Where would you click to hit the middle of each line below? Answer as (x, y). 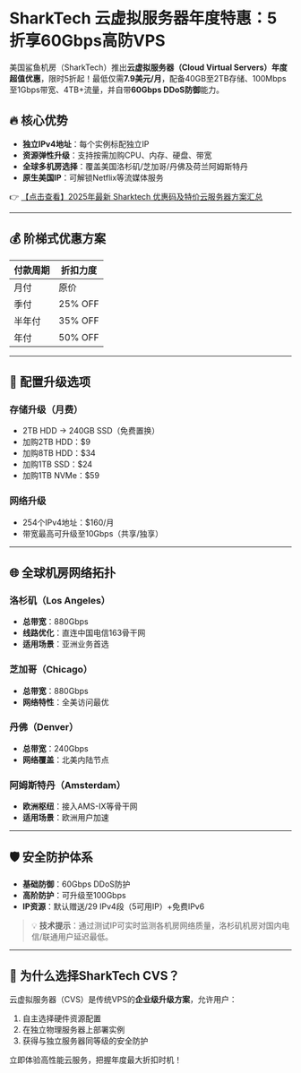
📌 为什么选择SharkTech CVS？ (95, 976)
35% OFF (79, 321)
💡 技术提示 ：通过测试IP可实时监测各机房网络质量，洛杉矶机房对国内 (156, 925)
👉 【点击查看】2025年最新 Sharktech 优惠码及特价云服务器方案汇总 (136, 196)
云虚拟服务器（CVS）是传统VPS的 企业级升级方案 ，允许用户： (123, 999)
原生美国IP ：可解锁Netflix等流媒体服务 (93, 177)
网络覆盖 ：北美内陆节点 (65, 760)
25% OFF (79, 304)
